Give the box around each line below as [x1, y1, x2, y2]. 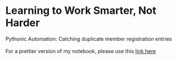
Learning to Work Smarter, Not [5, 4, 157, 17]
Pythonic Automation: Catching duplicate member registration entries [5, 35, 172, 42]
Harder [5, 16, 40, 29]
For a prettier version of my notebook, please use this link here [5, 47, 156, 54]
